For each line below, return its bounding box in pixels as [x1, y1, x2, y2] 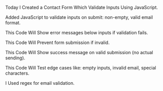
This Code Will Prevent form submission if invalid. [5, 39, 110, 45]
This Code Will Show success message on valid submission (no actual [5, 50, 153, 55]
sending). [5, 55, 26, 61]
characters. [5, 70, 30, 76]
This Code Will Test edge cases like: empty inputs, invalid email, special [5, 65, 157, 71]
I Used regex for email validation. [5, 80, 75, 86]
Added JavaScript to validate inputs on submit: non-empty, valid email [5, 14, 153, 20]
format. [5, 20, 21, 26]
